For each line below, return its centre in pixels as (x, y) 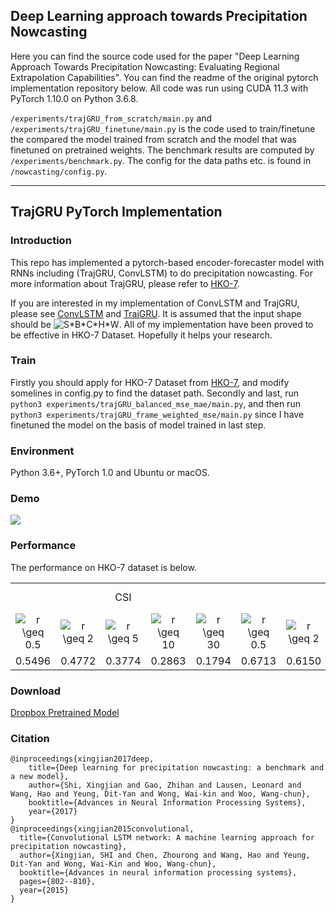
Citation (30, 738)
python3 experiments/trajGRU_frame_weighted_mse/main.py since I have (157, 414)
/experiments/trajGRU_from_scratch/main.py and (111, 118)
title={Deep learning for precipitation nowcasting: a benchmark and (176, 768)
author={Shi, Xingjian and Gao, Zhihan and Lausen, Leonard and (165, 785)
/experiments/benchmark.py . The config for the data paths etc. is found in (161, 160)
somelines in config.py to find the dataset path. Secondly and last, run (155, 393)
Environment (42, 451)
